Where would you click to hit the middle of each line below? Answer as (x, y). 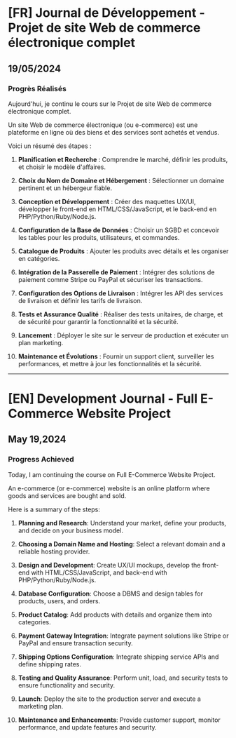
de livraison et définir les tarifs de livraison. (80, 300)
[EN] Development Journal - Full (103, 399)
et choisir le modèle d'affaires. (62, 167)
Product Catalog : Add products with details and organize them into (115, 615)
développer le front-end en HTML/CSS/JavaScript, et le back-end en (117, 209)
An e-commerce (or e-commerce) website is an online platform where (109, 488)
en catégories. (39, 258)
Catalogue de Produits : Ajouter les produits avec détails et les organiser (123, 251)
